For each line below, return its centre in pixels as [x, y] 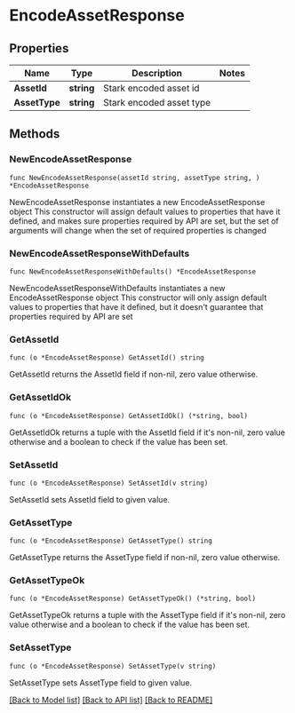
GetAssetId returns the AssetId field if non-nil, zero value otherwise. [134, 375]
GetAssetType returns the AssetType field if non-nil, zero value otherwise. [145, 558]
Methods [35, 134]
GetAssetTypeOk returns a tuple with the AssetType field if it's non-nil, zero [147, 615]
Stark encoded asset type [157, 103]
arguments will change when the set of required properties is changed [138, 230]
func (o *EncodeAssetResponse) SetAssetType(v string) [113, 666]
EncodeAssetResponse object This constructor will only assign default [138, 297]
